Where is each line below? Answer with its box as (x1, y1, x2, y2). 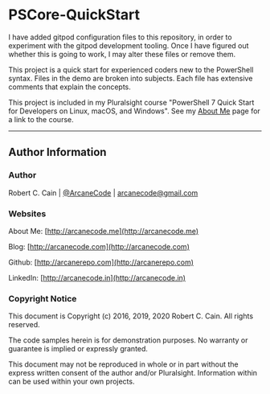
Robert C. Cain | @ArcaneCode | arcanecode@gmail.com (8, 187, 198, 198)
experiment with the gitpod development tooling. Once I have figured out (8, 40, 249, 50)
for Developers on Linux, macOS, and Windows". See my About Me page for (8, 106, 261, 116)
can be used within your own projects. (8, 376, 135, 387)
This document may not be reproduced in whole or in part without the (8, 359, 239, 369)
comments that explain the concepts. (8, 82, 131, 92)
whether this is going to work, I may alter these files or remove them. (8, 49, 235, 59)
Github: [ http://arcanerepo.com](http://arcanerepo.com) (8, 257, 194, 267)
